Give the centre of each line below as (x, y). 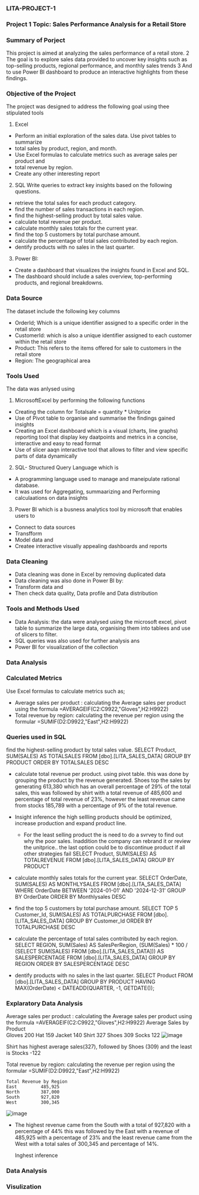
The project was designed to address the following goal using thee (88, 107)
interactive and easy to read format (58, 443)
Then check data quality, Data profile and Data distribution (86, 593)
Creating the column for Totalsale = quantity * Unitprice (83, 412)
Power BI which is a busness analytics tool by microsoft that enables (99, 509)
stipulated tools (25, 113)
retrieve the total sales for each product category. (75, 203)
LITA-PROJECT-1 (31, 8)
